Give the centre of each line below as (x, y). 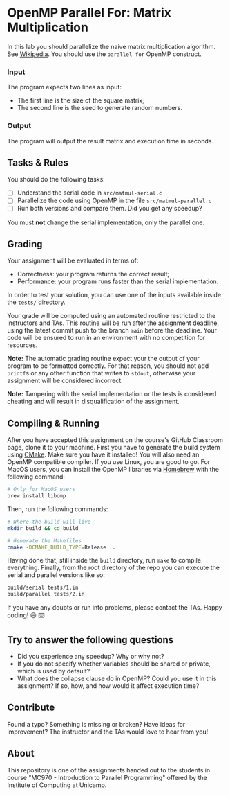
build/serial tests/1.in (43, 588)
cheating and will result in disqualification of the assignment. (93, 401)
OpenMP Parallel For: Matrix (89, 13)
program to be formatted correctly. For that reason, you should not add (108, 366)
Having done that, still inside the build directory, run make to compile (104, 560)
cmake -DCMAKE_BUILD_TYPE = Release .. (61, 547)
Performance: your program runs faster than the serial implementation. (118, 281)
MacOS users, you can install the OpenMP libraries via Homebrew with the (113, 470)
